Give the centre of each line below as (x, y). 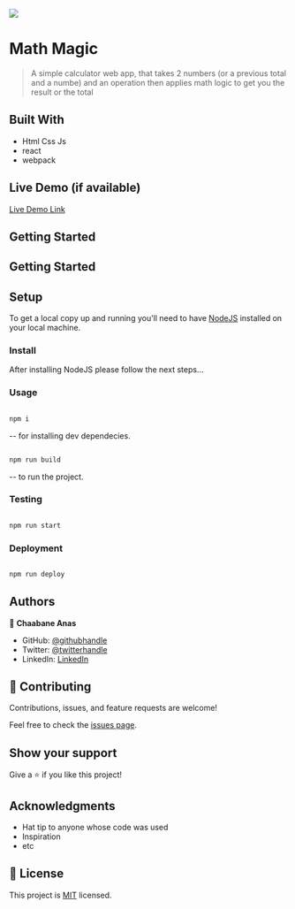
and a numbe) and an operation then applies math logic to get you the (158, 82)
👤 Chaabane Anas (43, 623)
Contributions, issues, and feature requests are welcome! (113, 708)
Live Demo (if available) (75, 188)
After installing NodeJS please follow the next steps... (106, 370)
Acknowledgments (63, 806)
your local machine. (45, 328)
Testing (26, 500)
